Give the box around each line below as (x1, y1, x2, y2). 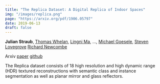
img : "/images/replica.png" (5, 12, 63, 17)
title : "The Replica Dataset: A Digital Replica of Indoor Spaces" (5, 7, 146, 12)
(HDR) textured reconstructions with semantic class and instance (5, 68, 136, 74)
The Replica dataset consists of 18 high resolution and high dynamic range (5, 63, 156, 69)
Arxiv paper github (5, 53, 43, 59)
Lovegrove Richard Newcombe (5, 44, 68, 50)
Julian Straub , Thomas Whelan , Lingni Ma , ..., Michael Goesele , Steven (5, 39, 149, 44)
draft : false (5, 25, 32, 30)
